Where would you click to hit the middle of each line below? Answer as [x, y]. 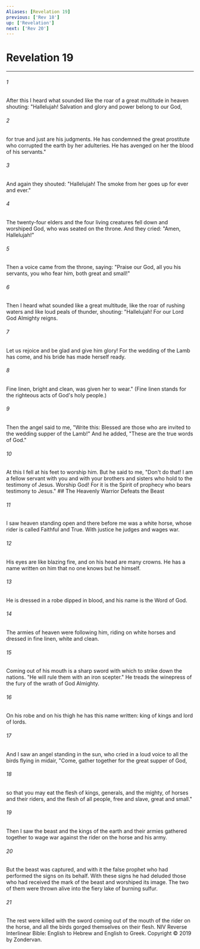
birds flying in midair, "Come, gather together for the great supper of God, [97, 761]
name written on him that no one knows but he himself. [74, 568]
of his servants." [26, 152]
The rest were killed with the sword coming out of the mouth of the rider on [98, 921]
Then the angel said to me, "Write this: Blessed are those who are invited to [99, 428]
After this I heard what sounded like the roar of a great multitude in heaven [98, 101]
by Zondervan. [24, 939]
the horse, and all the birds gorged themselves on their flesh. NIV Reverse [97, 927]
